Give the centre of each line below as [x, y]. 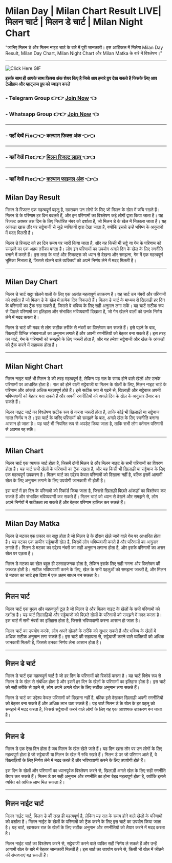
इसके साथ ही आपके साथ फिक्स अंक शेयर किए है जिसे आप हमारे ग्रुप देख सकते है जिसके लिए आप [81, 78]
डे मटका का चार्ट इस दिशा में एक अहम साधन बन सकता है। [52, 575]
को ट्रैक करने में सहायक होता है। [31, 345]
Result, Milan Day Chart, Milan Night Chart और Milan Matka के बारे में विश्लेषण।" [84, 53]
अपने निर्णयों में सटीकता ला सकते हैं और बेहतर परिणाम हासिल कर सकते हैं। [66, 502]
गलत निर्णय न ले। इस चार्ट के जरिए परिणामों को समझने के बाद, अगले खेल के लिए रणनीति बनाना [82, 418]
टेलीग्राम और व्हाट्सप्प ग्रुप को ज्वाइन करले [38, 84]
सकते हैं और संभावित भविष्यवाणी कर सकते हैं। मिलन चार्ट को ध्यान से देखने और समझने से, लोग [82, 497]
